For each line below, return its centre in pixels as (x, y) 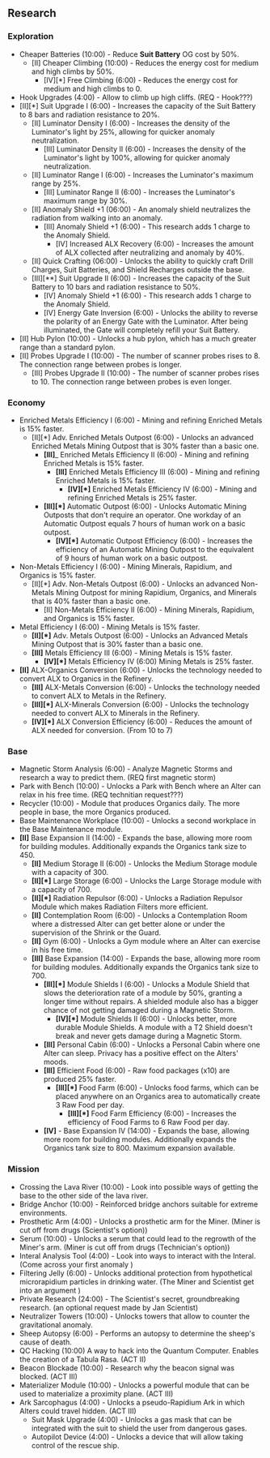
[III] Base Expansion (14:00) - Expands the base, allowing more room (146, 958)
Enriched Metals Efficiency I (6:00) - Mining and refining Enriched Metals (141, 420)
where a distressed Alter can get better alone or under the (128, 924)
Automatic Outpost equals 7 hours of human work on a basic (144, 523)
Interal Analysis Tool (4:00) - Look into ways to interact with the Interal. (137, 1255)
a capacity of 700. (61, 890)
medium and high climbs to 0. (93, 88)
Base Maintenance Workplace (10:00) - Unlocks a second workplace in (137, 821)
